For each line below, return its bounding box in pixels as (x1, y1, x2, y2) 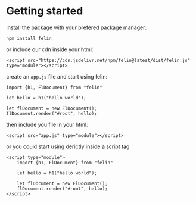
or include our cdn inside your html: (6, 46, 94, 53)
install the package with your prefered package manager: (6, 24, 147, 31)
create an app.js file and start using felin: (6, 73, 108, 80)
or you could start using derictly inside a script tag (6, 143, 130, 150)
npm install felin (6, 35, 52, 41)
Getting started (6, 4, 83, 18)
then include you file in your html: (6, 121, 88, 128)
